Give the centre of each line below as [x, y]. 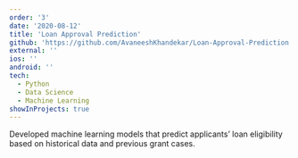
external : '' [33, 51]
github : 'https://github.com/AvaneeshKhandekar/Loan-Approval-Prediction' [151, 42]
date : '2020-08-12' [46, 26]
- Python [33, 84]
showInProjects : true [50, 109]
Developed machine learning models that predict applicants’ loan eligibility [146, 134]
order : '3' [29, 17]
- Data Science [46, 92]
